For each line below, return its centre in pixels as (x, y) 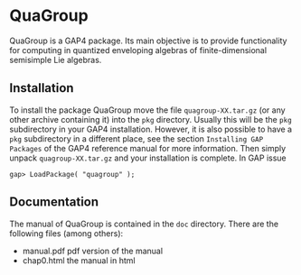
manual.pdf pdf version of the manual (93, 251)
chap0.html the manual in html (79, 260)
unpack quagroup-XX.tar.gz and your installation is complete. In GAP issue (148, 158)
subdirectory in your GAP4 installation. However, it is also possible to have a (150, 129)
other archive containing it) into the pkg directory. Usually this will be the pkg (150, 119)
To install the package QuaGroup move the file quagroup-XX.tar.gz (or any (148, 110)
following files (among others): (66, 233)
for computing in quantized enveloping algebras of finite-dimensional (138, 50)
